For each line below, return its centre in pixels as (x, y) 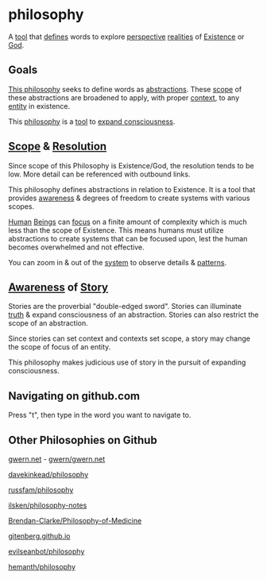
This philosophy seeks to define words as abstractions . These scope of (125, 89)
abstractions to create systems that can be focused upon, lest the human (128, 238)
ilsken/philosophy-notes (48, 505)
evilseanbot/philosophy (46, 551)
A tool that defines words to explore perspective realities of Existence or (126, 37)
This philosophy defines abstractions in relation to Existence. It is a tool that (132, 189)
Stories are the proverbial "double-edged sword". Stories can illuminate (125, 307)
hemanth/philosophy (42, 567)
